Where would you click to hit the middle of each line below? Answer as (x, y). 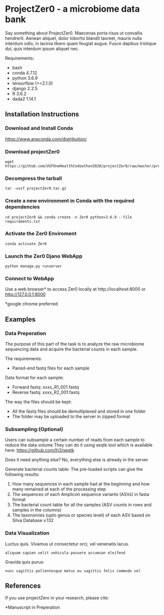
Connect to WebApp (30, 279)
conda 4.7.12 (25, 73)
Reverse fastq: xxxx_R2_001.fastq (46, 393)
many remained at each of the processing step (59, 489)
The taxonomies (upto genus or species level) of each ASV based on (81, 515)
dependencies (22, 207)
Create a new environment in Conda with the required (70, 201)
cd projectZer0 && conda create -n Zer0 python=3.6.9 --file (69, 217)
